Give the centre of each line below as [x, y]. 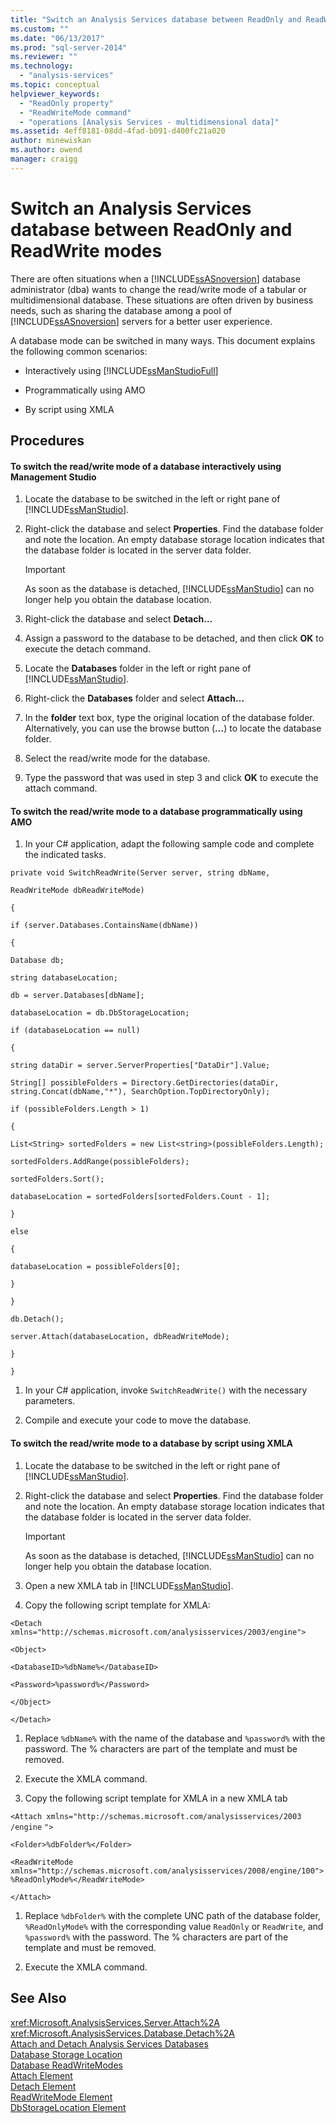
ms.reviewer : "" [44, 57]
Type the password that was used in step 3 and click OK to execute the [171, 778]
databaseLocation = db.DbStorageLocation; [100, 1013]
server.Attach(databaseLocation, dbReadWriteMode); [120, 1337]
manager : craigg [44, 159]
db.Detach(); [37, 1319]
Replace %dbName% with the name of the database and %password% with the [175, 1738]
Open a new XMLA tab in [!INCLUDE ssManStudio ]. [129, 1585]
